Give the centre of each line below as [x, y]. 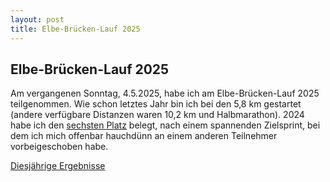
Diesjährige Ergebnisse [58, 166]
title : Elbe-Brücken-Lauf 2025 [75, 29]
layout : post [37, 19]
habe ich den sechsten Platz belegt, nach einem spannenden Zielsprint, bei [165, 125]
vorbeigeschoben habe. [59, 147]
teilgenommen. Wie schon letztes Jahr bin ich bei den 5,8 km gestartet [156, 104]
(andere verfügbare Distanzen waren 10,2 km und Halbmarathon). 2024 [157, 115]
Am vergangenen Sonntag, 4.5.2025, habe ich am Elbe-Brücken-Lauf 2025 [165, 93]
